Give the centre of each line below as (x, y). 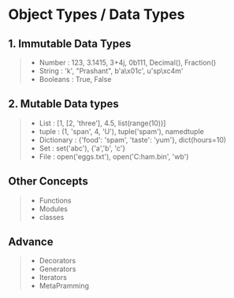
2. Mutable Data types (64, 104)
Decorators (58, 261)
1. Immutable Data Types (70, 44)
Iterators (53, 278)
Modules (54, 209)
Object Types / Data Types (97, 15)
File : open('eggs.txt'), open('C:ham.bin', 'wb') (114, 156)
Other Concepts (48, 182)
